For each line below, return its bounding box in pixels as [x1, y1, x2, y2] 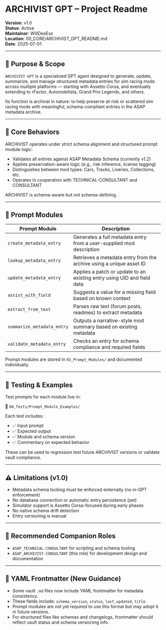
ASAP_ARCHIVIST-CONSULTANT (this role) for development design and [12, 550, 147, 556]
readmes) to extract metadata [73, 309, 142, 316]
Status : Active [5, 25, 35, 31]
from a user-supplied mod [73, 240, 135, 247]
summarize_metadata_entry [7, 324, 69, 330]
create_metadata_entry [7, 241, 61, 246]
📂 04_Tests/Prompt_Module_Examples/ [5, 403, 81, 409]
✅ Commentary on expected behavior [12, 439, 90, 445]
